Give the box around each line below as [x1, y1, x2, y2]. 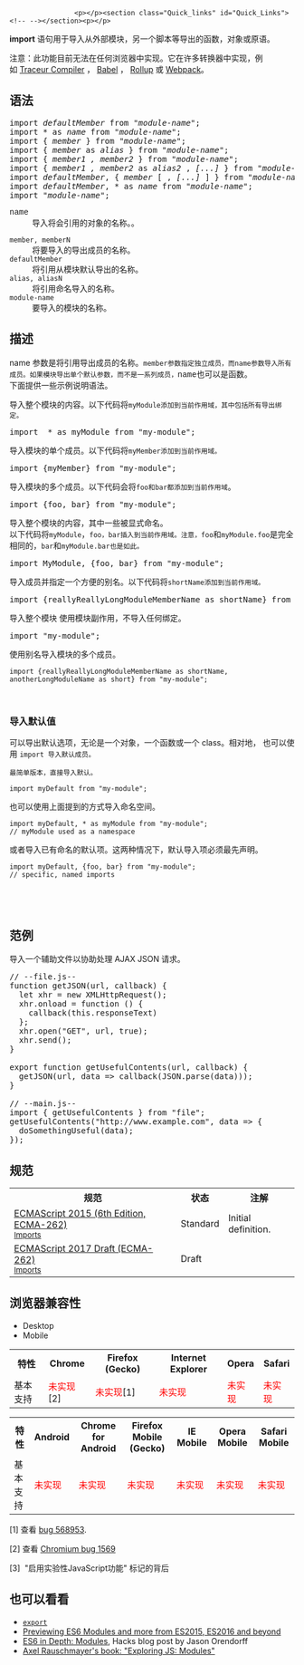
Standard [180, 1217, 220, 1229]
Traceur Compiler [19, 64, 85, 74]
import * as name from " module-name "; [9, 127, 182, 137]
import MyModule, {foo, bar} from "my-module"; [9, 558, 224, 568]
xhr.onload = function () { [18, 999, 144, 1009]
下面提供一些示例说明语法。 [9, 380, 113, 390]
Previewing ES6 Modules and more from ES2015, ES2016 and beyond [22, 1626, 281, 1637]
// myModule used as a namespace [9, 827, 136, 836]
